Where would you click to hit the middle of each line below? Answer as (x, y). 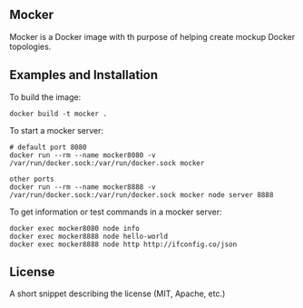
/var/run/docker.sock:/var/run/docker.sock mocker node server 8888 (142, 194)
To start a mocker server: (57, 130)
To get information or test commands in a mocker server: (116, 212)
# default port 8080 (49, 147)
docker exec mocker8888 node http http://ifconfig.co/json (123, 244)
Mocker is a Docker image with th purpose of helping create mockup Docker (152, 36)
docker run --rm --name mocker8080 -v (83, 155)
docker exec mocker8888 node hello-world (89, 236)
